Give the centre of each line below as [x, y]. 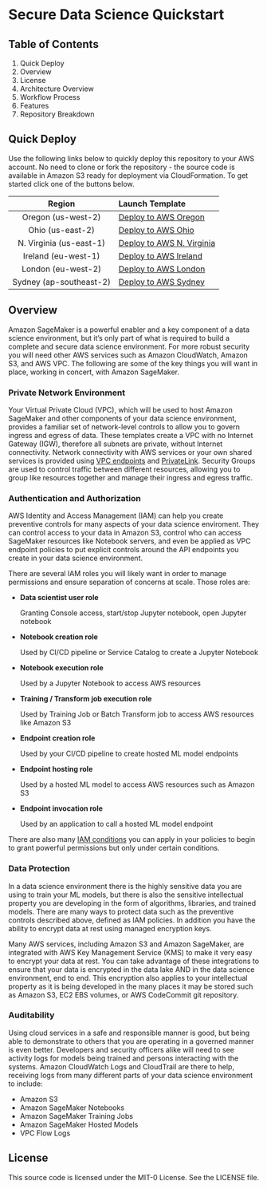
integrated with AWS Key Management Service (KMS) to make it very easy [130, 952]
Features [34, 106]
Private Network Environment [67, 393]
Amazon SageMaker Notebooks [72, 1108]
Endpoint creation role [57, 738]
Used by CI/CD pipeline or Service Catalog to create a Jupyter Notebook [139, 653]
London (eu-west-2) [61, 269]
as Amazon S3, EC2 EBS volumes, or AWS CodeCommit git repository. [124, 994]
